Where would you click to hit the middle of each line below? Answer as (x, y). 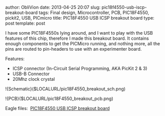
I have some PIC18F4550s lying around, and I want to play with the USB (79, 33)
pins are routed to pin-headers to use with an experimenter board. (73, 49)
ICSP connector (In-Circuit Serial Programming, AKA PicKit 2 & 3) (80, 68)
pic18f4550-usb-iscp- (124, 7)
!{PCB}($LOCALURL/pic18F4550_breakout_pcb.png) (59, 98)
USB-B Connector (31, 74)
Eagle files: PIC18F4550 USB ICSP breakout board (58, 108)
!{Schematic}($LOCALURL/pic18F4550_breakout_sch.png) (65, 89)
